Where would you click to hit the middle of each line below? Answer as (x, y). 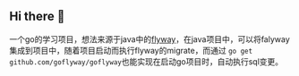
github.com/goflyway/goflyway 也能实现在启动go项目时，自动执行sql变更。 (146, 61)
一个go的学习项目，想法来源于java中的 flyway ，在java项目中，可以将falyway (150, 39)
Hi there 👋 (37, 17)
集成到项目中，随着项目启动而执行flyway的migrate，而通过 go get (131, 50)
